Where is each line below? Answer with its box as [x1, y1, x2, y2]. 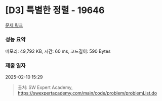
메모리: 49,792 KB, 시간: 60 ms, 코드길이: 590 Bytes [5, 48, 111, 54]
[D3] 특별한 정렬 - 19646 [5, 5, 105, 16]
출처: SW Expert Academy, [17, 84, 73, 90]
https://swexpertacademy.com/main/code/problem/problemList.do [17, 90, 157, 96]
